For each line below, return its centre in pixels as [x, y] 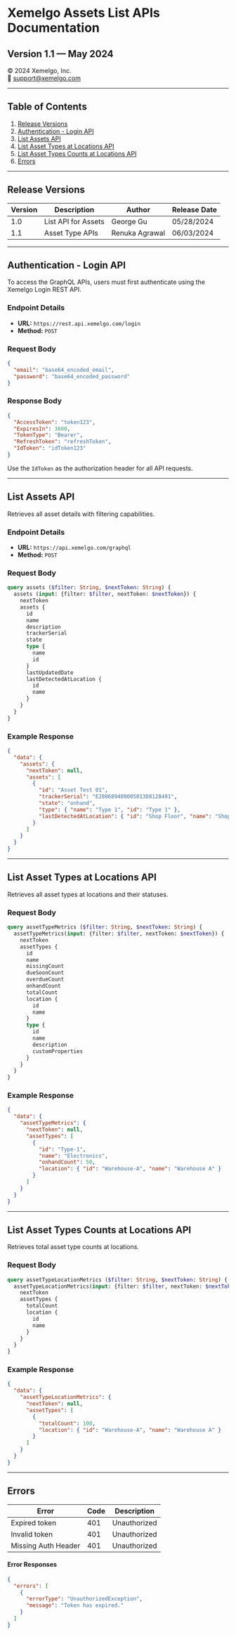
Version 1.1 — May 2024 [60, 54]
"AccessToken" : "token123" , [55, 422]
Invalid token [32, 1534]
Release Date [195, 209]
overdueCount [45, 980]
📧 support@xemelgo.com [44, 78]
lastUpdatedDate [50, 673]
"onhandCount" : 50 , [67, 1162]
